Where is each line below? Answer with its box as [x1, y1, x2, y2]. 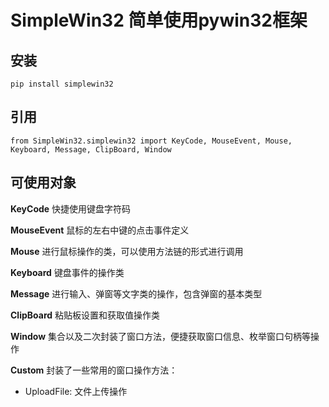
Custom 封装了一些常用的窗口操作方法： [10, 364, 178, 376]
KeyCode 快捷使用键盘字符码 [10, 202, 132, 215]
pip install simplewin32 [10, 79, 114, 89]
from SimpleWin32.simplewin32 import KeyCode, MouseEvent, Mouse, [10, 136, 293, 146]
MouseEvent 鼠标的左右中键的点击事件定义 [10, 224, 190, 236]
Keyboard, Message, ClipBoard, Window [10, 144, 172, 155]
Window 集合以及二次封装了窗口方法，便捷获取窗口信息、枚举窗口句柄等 [10, 330, 312, 342]
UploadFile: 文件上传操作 [24, 385, 128, 397]
